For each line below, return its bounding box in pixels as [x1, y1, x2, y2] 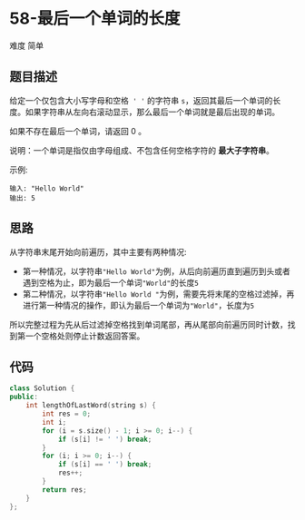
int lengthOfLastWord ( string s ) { [25, 401, 156, 410]
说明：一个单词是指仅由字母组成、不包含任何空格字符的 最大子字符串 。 [9, 144, 274, 155]
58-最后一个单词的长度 [9, 8, 181, 29]
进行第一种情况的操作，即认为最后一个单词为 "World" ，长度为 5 [22, 299, 255, 310]
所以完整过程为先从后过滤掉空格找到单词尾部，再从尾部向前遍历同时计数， [9, 319, 288, 329]
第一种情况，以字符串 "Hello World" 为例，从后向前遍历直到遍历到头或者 [22, 265, 290, 277]
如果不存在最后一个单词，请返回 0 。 [9, 125, 147, 136]
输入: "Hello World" [9, 183, 84, 193]
